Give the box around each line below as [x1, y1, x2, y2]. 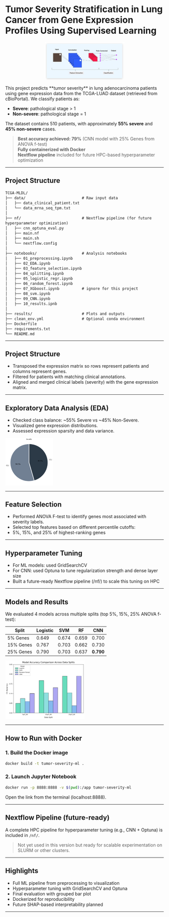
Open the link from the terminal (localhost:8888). [5, 794, 107, 800]
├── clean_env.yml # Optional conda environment [5, 316, 145, 321]
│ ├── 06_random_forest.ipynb [5, 281, 73, 286]
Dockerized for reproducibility [12, 896, 75, 902]
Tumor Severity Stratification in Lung [5, 4, 163, 15]
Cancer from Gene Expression [5, 14, 134, 26]
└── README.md [5, 331, 35, 336]
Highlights [5, 867, 39, 875]
